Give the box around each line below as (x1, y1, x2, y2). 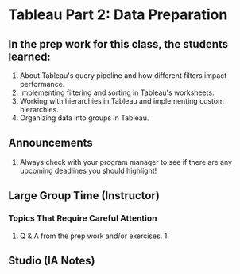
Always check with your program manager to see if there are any (19, 157, 233, 166)
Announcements (8, 136, 93, 150)
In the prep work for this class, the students (8, 37, 229, 51)
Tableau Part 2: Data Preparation (8, 6, 228, 24)
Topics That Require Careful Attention (8, 213, 157, 224)
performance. (19, 80, 65, 88)
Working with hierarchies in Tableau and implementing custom (19, 96, 224, 105)
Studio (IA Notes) (8, 253, 95, 268)
